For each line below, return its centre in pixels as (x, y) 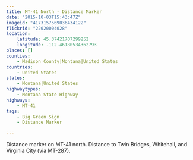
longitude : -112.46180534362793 (57, 45)
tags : (13, 111)
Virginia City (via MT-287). (38, 151)
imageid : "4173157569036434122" (46, 23)
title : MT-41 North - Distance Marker (54, 12)
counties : (18, 56)
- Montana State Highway (48, 95)
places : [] (20, 51)
